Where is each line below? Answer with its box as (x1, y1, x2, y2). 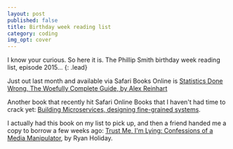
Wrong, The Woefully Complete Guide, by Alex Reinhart (7, 84, 168, 93)
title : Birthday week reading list (7, 23, 112, 30)
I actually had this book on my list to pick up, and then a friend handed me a (7, 119, 227, 127)
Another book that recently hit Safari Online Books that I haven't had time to (7, 98, 226, 106)
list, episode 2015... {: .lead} (7, 63, 88, 72)
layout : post (7, 10, 46, 18)
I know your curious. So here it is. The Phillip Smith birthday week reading (7, 56, 220, 64)
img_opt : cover (7, 37, 52, 44)
